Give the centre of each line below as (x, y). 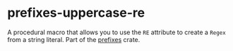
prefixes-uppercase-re (76, 13)
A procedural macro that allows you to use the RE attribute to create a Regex (116, 32)
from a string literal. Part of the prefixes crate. (74, 39)
